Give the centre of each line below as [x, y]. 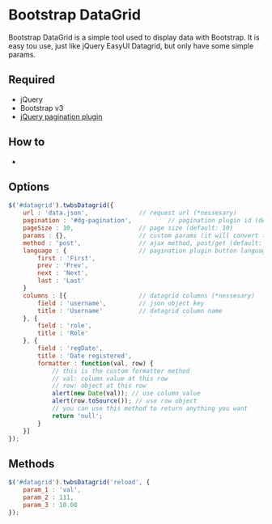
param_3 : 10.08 [51, 505]
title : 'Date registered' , [85, 356]
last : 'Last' [61, 281]
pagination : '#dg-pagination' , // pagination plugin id [137, 221]
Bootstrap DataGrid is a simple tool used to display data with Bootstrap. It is [134, 37]
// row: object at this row [99, 386]
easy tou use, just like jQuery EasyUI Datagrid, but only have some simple [131, 45]
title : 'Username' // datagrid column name [130, 311]
